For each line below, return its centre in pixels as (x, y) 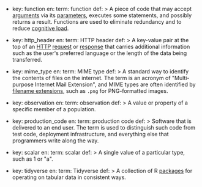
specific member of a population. (54, 109)
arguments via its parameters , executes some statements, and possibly (102, 15)
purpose (23, 84)
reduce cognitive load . (40, 28)
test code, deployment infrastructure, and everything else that (91, 134)
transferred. (27, 60)
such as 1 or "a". (32, 159)
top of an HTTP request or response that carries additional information (101, 46)
